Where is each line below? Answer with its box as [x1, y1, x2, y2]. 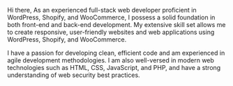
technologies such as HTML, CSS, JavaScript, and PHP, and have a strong [7, 64, 221, 71]
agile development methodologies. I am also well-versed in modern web [7, 56, 215, 64]
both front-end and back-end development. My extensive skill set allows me [7, 21, 226, 28]
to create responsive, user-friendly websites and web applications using [7, 28, 215, 36]
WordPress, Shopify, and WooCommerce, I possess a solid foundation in [7, 13, 216, 21]
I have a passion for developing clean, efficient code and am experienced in [7, 49, 225, 57]
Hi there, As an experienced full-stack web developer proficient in [7, 6, 197, 14]
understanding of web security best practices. [7, 71, 141, 79]
